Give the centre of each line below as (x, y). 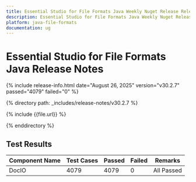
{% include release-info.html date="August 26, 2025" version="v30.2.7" (93, 85)
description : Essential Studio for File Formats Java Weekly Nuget (90, 17)
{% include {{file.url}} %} (36, 114)
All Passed (168, 170)
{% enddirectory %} (30, 126)
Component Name (35, 160)
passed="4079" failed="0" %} (42, 92)
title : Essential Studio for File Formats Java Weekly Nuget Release (92, 11)
